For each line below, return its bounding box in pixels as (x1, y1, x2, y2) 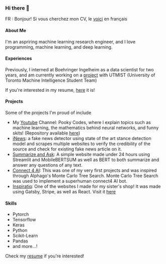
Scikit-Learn (12, 233, 38, 239)
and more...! (12, 243, 38, 249)
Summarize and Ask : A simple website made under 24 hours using (12, 151, 150, 157)
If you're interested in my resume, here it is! (5, 87, 95, 93)
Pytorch (12, 211, 29, 217)
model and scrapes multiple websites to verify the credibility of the (12, 141, 150, 147)
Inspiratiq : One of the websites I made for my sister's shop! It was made (12, 183, 161, 189)
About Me (5, 27, 27, 33)
